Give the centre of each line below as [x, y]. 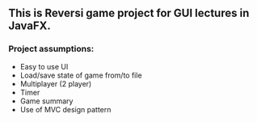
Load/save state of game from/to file [81, 75]
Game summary [46, 101]
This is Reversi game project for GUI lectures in [129, 13]
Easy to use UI [44, 66]
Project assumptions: [51, 49]
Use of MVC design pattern [65, 109]
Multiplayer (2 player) [56, 83]
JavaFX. [29, 26]
